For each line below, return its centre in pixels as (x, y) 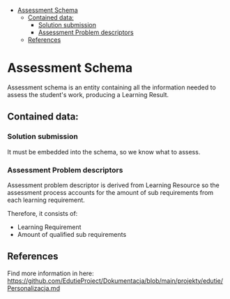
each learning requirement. (46, 200)
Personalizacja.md (34, 288)
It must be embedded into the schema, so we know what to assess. (104, 152)
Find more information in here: (51, 273)
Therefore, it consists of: (43, 213)
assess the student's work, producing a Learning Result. (88, 94)
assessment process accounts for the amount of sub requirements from (110, 192)
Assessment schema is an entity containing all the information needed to (112, 87)
